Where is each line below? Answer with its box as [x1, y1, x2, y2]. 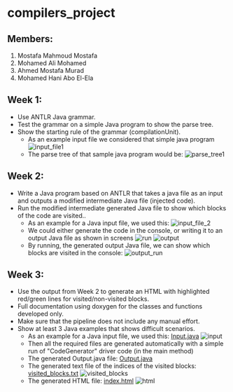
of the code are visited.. [17, 211, 86, 219]
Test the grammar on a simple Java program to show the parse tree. [17, 120, 214, 128]
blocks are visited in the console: [27, 248, 123, 257]
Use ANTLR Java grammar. [17, 112, 96, 121]
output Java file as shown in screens [27, 234, 134, 242]
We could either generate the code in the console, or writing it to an [27, 226, 223, 234]
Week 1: [7, 94, 42, 106]
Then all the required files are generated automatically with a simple [27, 339, 224, 348]
